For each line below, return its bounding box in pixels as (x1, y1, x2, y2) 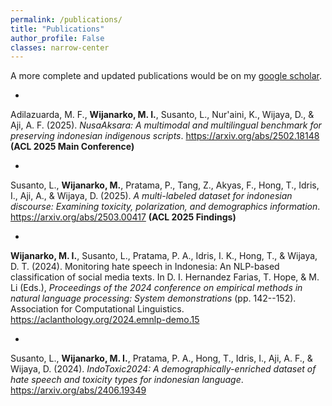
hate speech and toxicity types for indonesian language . (10, 374, 244, 386)
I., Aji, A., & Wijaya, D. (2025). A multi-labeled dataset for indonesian (10, 190, 293, 202)
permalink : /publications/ (10, 14, 123, 25)
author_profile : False (10, 33, 105, 43)
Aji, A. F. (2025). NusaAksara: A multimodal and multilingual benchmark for (10, 119, 322, 131)
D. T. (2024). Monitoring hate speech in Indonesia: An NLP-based (10, 261, 280, 273)
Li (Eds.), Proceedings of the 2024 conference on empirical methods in (10, 282, 303, 294)
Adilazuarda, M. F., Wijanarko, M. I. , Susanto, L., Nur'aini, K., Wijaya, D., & (10, 109, 315, 121)
